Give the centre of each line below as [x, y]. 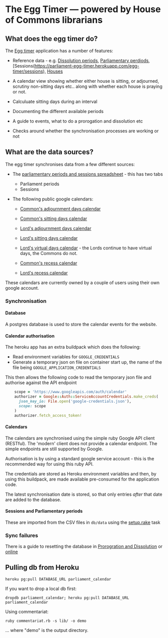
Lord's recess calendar [44, 273]
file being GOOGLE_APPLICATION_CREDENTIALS [57, 367]
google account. [22, 288]
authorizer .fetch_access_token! [48, 415]
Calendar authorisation [30, 336]
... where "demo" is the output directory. [47, 630]
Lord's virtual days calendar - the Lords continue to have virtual [86, 248]
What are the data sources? [50, 152]
